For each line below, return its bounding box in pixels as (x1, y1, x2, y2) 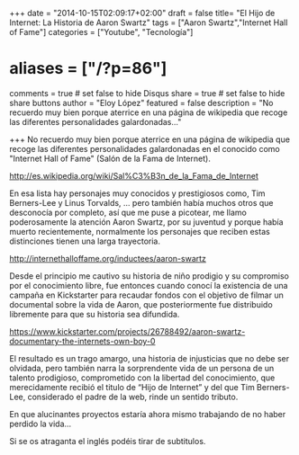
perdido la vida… (9, 418, 72, 429)
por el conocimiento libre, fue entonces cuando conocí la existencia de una (9, 280, 288, 290)
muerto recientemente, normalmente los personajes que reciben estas (9, 226, 270, 236)
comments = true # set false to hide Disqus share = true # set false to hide (9, 87, 285, 98)
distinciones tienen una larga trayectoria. (9, 236, 160, 246)
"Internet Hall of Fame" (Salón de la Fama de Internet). (9, 153, 212, 164)
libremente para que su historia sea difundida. (9, 308, 180, 319)
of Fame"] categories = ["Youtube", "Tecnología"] (9, 27, 194, 37)
